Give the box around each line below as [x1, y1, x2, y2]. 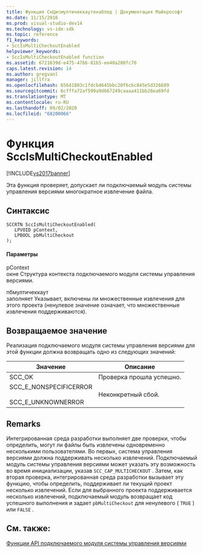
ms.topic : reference [6, 32, 59, 38]
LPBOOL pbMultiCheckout [14, 232, 75, 239]
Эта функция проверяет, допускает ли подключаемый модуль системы [6, 182, 192, 189]
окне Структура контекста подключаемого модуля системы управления [6, 270, 195, 278]
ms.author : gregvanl [6, 71, 59, 77]
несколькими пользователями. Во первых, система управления [6, 447, 173, 455]
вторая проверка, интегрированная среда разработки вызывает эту [6, 473, 184, 481]
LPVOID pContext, [14, 227, 59, 233]
